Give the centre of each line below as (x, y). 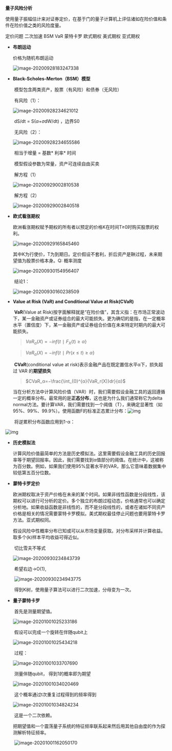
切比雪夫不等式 (30, 548)
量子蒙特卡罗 (26, 600)
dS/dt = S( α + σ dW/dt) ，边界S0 (47, 121)
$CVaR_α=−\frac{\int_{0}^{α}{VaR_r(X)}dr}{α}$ (76, 381)
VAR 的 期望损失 (35, 371)
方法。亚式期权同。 (33, 520)
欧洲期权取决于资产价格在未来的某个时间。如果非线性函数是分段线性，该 (89, 494)
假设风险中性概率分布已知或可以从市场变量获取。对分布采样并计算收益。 (89, 531)
